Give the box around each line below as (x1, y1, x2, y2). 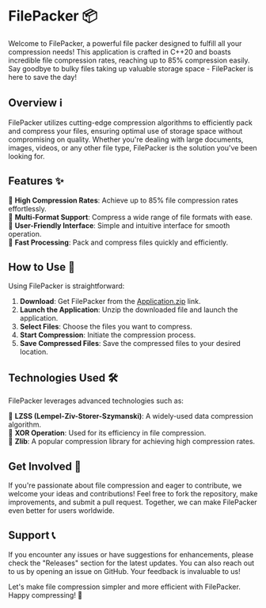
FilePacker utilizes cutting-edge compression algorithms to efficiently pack (8, 117, 253, 127)
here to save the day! (8, 72, 78, 82)
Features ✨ (8, 174, 64, 188)
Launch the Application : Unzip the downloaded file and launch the (19, 305, 238, 314)
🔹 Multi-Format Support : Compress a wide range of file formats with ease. (8, 212, 253, 222)
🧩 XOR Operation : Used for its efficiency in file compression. (8, 428, 207, 438)
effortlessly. (8, 203, 47, 213)
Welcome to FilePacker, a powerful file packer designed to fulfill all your (8, 38, 242, 48)
